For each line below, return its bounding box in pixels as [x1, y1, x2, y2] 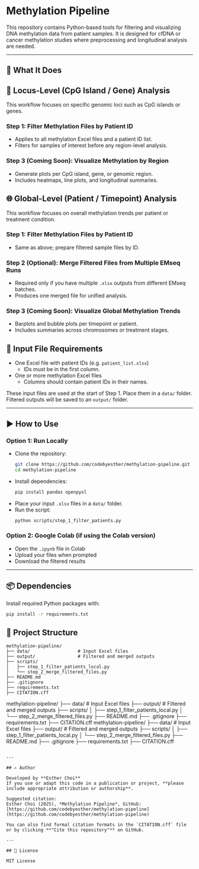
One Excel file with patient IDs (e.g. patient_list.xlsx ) [14, 359, 149, 366]
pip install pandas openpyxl [14, 489, 87, 495]
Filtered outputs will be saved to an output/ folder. [6, 396, 129, 403]
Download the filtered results [14, 558, 86, 565]
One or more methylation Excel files [14, 372, 102, 379]
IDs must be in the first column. [23, 366, 100, 373]
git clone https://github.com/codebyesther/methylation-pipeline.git [14, 461, 191, 467]
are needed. [6, 43, 36, 50]
